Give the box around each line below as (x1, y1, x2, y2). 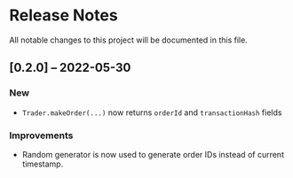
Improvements (9, 129, 74, 142)
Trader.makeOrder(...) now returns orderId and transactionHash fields (21, 107, 282, 118)
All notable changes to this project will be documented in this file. (9, 35, 249, 45)
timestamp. (21, 159, 64, 169)
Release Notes (9, 5, 118, 26)
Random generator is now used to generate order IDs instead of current (21, 149, 284, 159)
